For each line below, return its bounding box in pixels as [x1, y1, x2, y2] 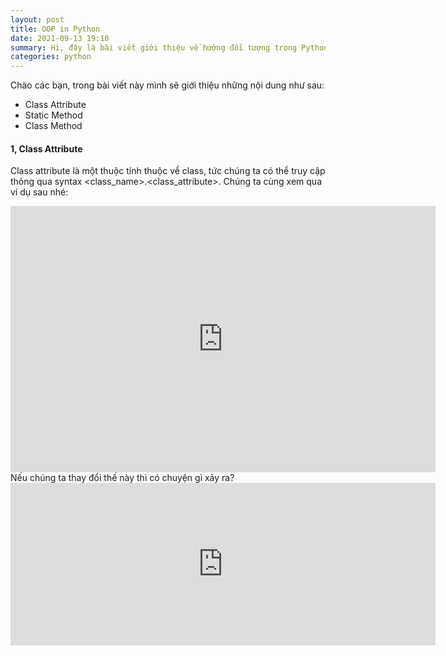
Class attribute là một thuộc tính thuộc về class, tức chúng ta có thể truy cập [10, 165, 326, 177]
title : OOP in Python [10, 24, 101, 34]
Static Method [24, 109, 83, 121]
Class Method [24, 120, 83, 132]
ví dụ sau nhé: [10, 186, 69, 198]
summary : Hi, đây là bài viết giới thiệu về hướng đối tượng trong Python [10, 42, 329, 53]
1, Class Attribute [10, 142, 83, 155]
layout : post [10, 14, 65, 25]
